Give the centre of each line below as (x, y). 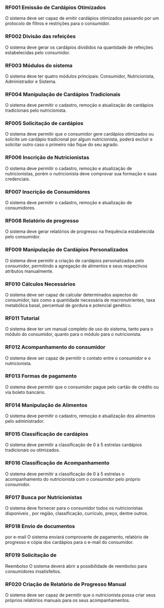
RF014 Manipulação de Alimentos (46, 405)
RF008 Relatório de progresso (42, 221)
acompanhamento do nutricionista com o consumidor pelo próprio (73, 479)
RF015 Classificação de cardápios (47, 434)
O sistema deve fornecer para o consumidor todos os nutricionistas (74, 508)
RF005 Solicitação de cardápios (44, 123)
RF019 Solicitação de (31, 555)
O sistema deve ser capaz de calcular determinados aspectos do (71, 295)
